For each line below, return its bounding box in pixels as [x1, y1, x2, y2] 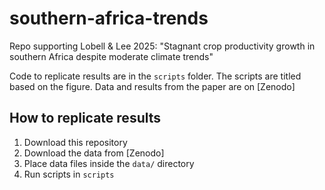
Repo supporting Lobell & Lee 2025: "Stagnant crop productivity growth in [9, 40, 316, 52]
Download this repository [23, 136, 128, 148]
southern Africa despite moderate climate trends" [9, 50, 214, 62]
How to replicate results [9, 110, 162, 127]
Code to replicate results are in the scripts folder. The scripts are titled [9, 70, 302, 82]
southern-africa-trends [9, 7, 209, 30]
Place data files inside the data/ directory [23, 157, 195, 169]
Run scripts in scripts [23, 168, 115, 180]
